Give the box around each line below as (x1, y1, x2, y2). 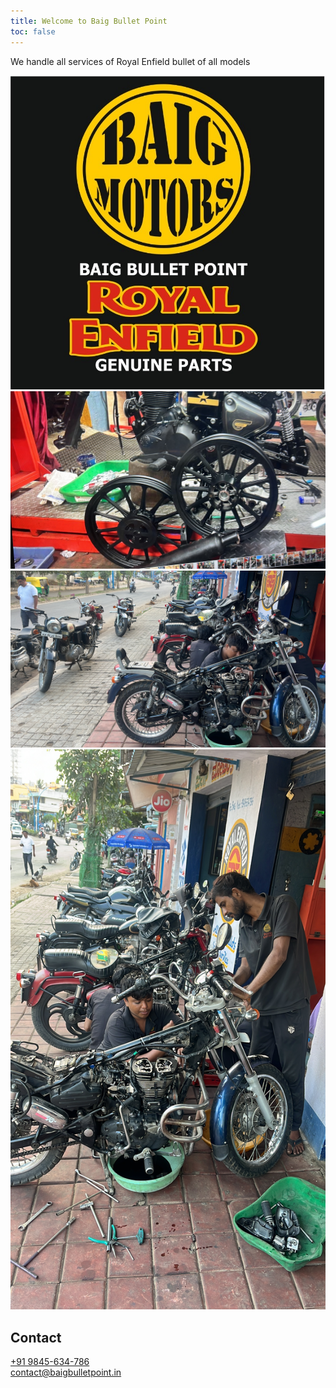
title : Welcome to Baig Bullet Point (10, 16, 168, 26)
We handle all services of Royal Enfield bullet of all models (10, 55, 251, 67)
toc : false (10, 26, 56, 37)
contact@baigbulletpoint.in (10, 1366, 122, 1379)
